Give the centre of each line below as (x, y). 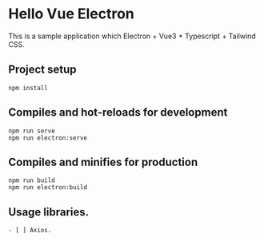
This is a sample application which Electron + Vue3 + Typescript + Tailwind (132, 36)
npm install (28, 88)
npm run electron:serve (48, 138)
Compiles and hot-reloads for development (118, 113)
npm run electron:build (48, 188)
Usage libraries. (49, 212)
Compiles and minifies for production (103, 162)
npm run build (32, 180)
